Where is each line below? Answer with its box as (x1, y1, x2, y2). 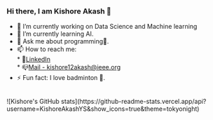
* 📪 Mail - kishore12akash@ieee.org (16, 63, 121, 72)
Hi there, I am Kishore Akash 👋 (6, 6, 111, 16)
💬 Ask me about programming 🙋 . (16, 37, 109, 46)
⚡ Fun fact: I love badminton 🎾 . (16, 74, 106, 82)
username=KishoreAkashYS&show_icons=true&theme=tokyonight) (6, 105, 200, 113)
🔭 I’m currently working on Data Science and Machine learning (16, 22, 198, 31)
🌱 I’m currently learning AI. (16, 29, 94, 38)
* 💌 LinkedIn (16, 55, 50, 64)
